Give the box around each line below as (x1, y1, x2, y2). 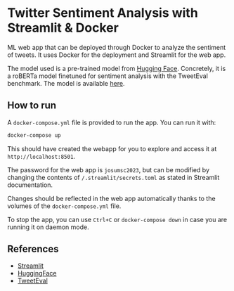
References (7, 243, 59, 255)
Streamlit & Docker (7, 20, 119, 36)
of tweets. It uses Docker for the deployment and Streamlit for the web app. (7, 51, 226, 59)
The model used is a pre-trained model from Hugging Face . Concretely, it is (7, 64, 226, 72)
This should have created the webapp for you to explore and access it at (7, 144, 217, 153)
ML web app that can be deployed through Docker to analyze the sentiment (7, 43, 226, 51)
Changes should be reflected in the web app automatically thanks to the (7, 194, 216, 202)
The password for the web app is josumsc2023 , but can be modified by (7, 165, 209, 174)
